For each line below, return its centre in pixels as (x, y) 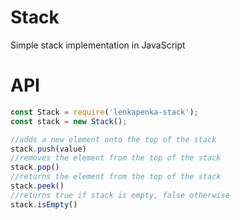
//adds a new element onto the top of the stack (113, 139)
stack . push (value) (48, 149)
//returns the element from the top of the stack (116, 177)
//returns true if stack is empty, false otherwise (120, 195)
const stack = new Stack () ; (69, 121)
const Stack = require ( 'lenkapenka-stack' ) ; (104, 112)
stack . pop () (35, 167)
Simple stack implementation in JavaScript (98, 45)
